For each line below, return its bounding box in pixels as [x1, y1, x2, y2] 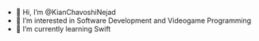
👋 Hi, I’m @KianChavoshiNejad [15, 8, 117, 17]
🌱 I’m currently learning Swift [15, 24, 111, 33]
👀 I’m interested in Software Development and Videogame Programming [15, 16, 252, 25]
